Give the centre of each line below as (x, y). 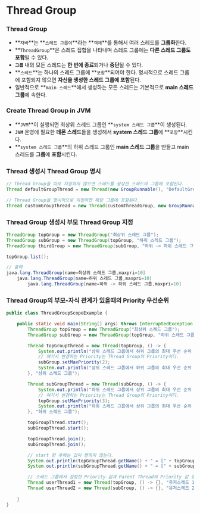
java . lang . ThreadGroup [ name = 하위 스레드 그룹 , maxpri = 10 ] (85, 279)
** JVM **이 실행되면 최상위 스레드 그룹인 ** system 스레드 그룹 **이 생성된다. (101, 124)
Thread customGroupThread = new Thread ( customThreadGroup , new (86, 206)
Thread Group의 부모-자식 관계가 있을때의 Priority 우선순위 (88, 300)
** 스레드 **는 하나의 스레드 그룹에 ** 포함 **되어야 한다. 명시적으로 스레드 (96, 73)
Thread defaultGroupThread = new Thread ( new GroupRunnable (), (85, 189)
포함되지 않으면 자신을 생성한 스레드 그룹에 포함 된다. (81, 80)
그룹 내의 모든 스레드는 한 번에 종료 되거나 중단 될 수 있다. (79, 65)
